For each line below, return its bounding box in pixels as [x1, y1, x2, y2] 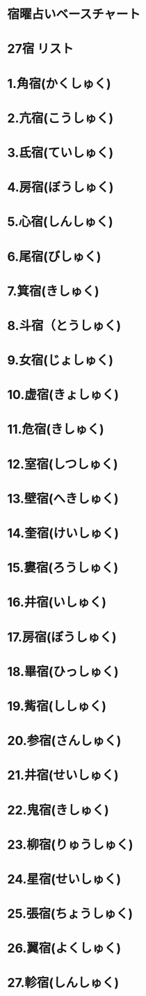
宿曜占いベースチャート [7, 6, 141, 22]
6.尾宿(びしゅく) [7, 249, 102, 264]
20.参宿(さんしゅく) [7, 733, 122, 749]
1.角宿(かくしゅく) [7, 75, 111, 92]
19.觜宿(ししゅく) [7, 698, 106, 714]
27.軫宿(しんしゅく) [7, 975, 120, 991]
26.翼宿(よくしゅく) [7, 941, 122, 956]
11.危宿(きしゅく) [7, 421, 104, 438]
